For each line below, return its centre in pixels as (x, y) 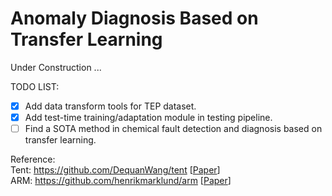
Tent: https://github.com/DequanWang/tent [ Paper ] (115, 170)
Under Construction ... (56, 67)
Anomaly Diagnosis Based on (134, 18)
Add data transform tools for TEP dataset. (110, 106)
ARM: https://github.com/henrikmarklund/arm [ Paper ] (121, 181)
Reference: (33, 159)
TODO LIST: (35, 86)
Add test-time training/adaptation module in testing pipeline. (148, 117)
